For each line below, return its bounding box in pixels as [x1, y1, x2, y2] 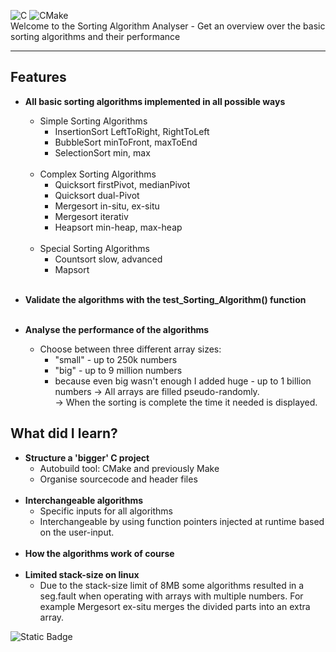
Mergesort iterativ [54, 210, 129, 222]
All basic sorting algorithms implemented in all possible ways [24, 95, 286, 107]
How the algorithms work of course [24, 547, 175, 559]
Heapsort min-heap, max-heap [54, 221, 183, 233]
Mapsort [54, 263, 90, 275]
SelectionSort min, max [54, 146, 151, 159]
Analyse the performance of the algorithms [24, 323, 210, 335]
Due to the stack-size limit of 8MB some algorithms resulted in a [39, 579, 305, 591]
